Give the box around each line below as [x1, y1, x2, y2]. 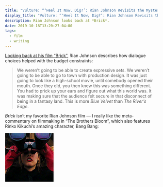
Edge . [16, 103, 29, 109]
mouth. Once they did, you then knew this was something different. [16, 83, 151, 89]
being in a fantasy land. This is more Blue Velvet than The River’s [16, 98, 147, 104]
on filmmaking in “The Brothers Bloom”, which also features [31, 118, 150, 124]
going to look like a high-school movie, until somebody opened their [16, 77, 153, 83]
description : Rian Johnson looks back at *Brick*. [5, 18, 110, 23]
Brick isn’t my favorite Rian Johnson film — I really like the [5, 112, 121, 119]
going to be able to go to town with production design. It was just [16, 72, 147, 78]
